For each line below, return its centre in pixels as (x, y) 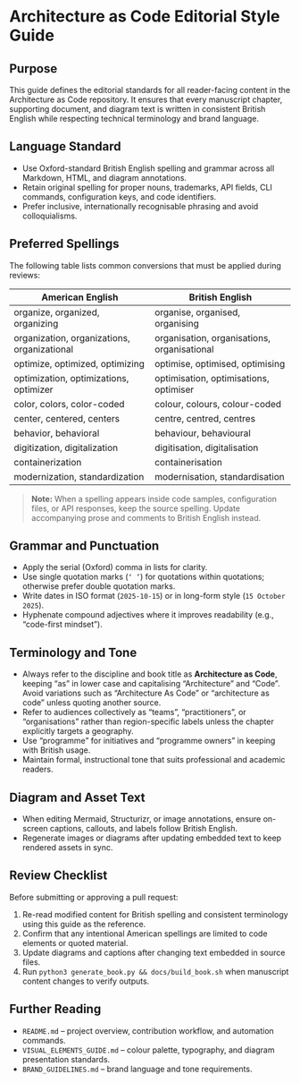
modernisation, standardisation (220, 476)
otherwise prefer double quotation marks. (99, 586)
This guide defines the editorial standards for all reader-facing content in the (150, 90)
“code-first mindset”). (62, 625)
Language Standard (65, 146)
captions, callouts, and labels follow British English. (144, 829)
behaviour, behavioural (203, 433)
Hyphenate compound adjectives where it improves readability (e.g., (148, 615)
